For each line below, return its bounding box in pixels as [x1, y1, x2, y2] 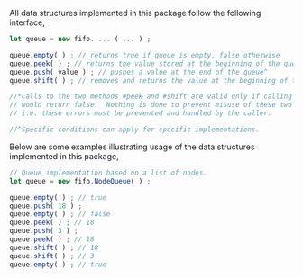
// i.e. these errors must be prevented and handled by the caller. [9, 109, 272, 118]
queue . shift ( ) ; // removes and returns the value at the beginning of [9, 76, 289, 85]
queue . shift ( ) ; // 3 [9, 251, 95, 260]
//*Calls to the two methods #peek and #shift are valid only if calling [9, 92, 293, 102]
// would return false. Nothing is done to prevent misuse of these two [9, 101, 293, 110]
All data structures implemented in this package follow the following [9, 8, 262, 18]
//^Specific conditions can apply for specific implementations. [9, 125, 260, 134]
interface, [9, 17, 45, 28]
